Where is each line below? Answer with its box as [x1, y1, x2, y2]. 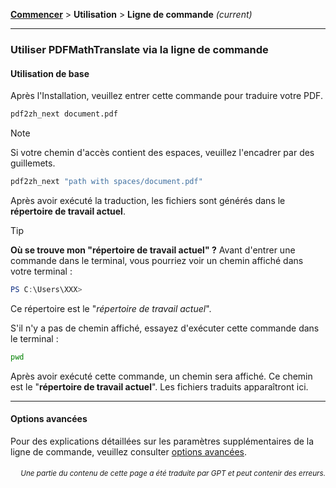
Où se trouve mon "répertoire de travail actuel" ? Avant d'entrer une [10, 244, 296, 256]
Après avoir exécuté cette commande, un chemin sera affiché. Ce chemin [10, 370, 313, 382]
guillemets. [10, 157, 56, 169]
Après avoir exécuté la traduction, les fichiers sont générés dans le [10, 194, 286, 206]
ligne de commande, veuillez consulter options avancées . [10, 445, 248, 458]
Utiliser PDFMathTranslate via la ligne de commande [10, 42, 269, 56]
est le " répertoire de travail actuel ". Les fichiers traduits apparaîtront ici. [10, 380, 309, 393]
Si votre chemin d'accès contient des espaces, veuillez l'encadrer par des [10, 147, 315, 158]
